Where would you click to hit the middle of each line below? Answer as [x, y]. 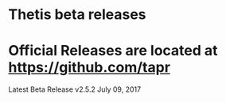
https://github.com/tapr [90, 68]
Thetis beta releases [77, 15]
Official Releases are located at [113, 51]
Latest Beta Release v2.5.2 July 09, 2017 [75, 89]
